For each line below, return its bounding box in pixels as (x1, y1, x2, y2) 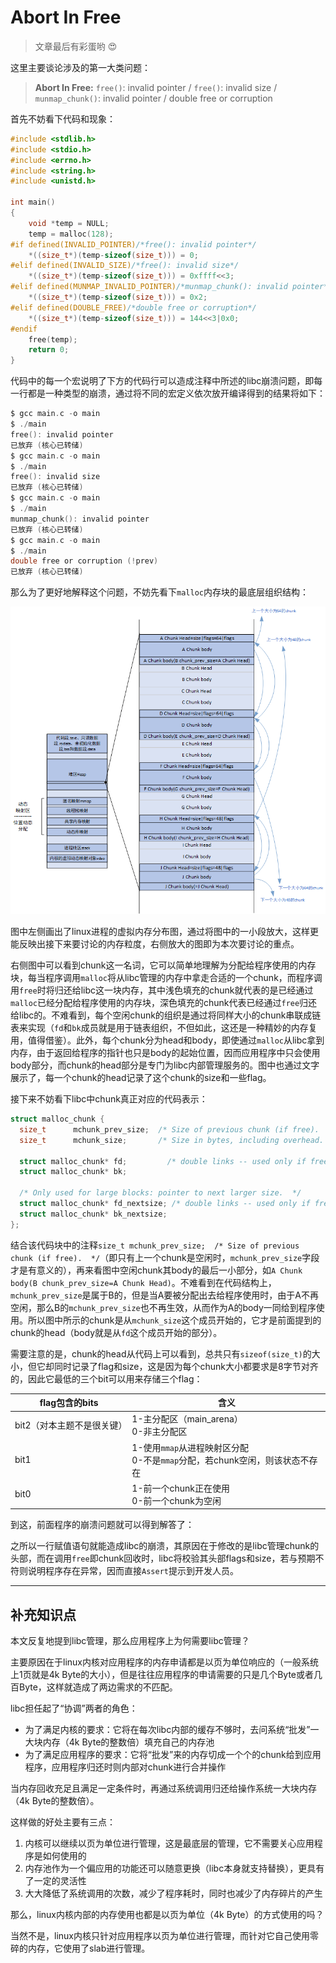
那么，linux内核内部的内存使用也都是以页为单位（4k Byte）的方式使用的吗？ (10, 1909, 325, 1921)
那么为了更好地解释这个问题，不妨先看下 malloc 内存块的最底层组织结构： (10, 586, 309, 598)
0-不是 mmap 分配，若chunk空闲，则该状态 (131, 1454, 301, 1466)
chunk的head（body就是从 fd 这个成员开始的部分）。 (10, 1326, 223, 1338)
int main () (10, 197, 56, 208)
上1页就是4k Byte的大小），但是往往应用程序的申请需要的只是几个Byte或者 (10, 1669, 315, 1681)
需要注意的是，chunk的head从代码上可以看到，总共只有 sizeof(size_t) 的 (10, 1347, 312, 1360)
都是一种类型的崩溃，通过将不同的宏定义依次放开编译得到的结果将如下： (27, 387, 326, 400)
